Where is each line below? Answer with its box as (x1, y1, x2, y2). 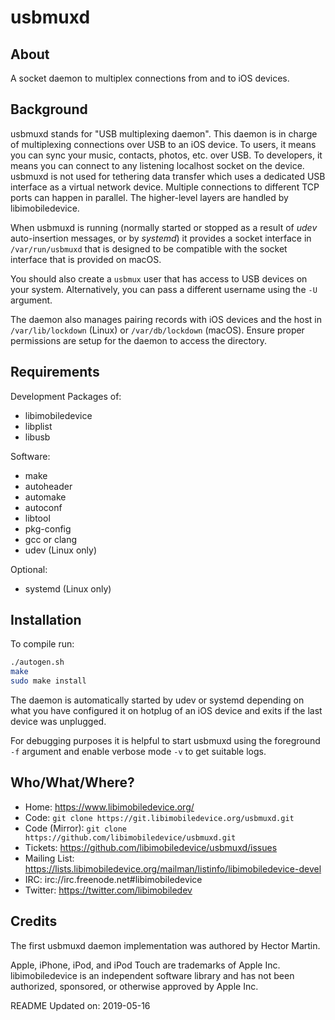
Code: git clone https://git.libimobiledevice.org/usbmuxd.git (24, 811, 295, 823)
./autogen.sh (10, 657, 65, 668)
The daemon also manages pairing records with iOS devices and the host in (10, 313, 322, 325)
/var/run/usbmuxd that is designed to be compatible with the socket (10, 242, 288, 255)
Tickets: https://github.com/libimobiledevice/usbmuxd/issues (24, 841, 278, 853)
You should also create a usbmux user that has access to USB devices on (10, 272, 308, 285)
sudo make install (10, 676, 87, 686)
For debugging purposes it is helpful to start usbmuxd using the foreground (10, 735, 321, 747)
